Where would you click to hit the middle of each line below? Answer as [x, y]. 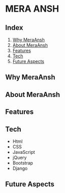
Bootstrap [23, 163]
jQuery [19, 157]
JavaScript [24, 152]
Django [20, 168]
